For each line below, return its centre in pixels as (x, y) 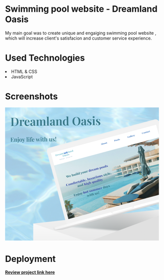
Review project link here (30, 272)
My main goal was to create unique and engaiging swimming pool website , (81, 33)
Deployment (31, 259)
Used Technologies (45, 58)
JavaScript (22, 76)
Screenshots (31, 97)
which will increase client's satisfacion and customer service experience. (79, 38)
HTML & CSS (24, 71)
